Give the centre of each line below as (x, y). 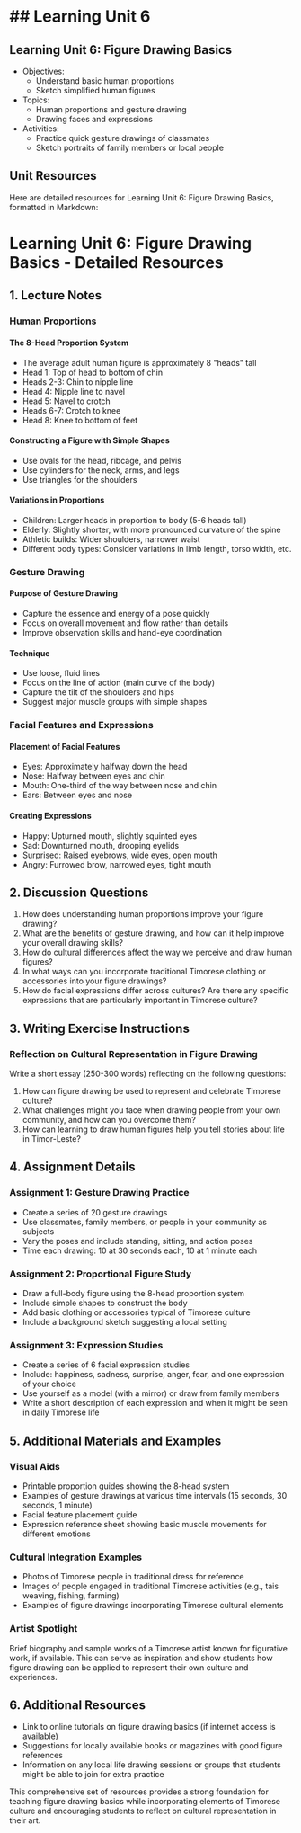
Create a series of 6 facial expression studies (106, 1365)
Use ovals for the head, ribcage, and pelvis (102, 460)
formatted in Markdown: (54, 207)
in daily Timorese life (61, 1412)
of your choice (49, 1384)
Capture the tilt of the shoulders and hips (98, 692)
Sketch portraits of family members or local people (130, 147)
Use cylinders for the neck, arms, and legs (101, 470)
